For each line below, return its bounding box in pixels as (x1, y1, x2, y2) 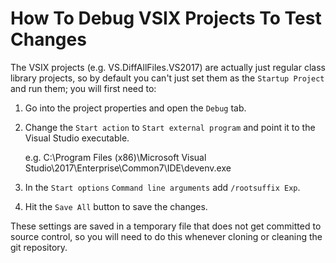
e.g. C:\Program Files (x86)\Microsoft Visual (24, 151, 207, 163)
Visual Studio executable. (24, 132, 130, 144)
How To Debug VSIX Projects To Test (10, 7, 322, 30)
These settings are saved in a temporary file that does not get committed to (10, 220, 322, 232)
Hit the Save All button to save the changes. (24, 200, 208, 212)
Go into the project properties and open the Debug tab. (24, 102, 247, 114)
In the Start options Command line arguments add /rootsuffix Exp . (24, 181, 301, 193)
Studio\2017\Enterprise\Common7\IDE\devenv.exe (24, 162, 232, 174)
